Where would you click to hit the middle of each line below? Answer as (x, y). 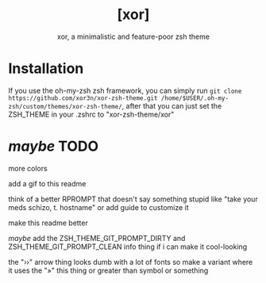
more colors (28, 168)
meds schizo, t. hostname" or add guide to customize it (98, 207)
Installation (46, 69)
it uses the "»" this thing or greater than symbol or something (108, 270)
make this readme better (48, 223)
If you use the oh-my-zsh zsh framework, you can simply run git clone (125, 90)
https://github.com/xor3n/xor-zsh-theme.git (83, 98)
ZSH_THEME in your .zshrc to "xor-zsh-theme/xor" (91, 114)
